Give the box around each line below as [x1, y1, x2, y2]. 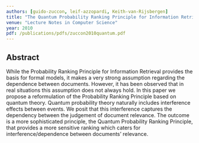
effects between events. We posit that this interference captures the [6, 105, 172, 112]
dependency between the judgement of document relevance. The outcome [6, 111, 190, 118]
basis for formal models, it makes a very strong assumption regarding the [6, 74, 185, 81]
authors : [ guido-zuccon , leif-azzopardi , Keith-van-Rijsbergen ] [6, 8, 168, 15]
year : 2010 [6, 25, 33, 31]
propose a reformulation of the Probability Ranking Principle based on [6, 92, 176, 100]
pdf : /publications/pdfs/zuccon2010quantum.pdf [6, 31, 126, 36]
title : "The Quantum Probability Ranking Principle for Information [6, 14, 179, 20]
